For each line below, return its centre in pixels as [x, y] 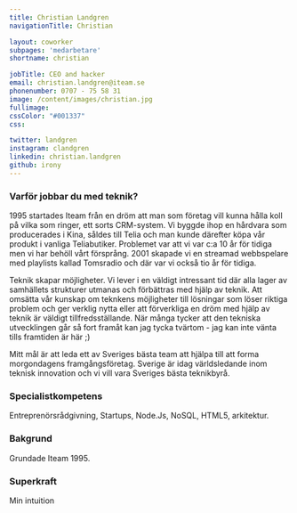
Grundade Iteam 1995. [50, 458]
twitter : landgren [43, 140]
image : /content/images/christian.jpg [81, 99]
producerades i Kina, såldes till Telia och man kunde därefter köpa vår [137, 235]
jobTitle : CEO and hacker [57, 75]
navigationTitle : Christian [61, 26]
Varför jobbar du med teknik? [74, 196]
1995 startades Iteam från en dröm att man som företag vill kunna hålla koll [146, 216]
